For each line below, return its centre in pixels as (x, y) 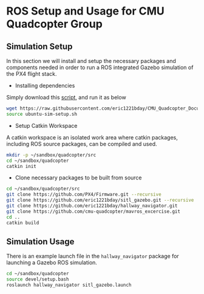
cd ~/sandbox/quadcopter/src (43, 189)
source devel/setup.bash (38, 279)
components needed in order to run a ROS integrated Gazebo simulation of (100, 67)
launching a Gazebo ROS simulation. (52, 262)
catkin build (23, 222)
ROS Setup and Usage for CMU (86, 11)
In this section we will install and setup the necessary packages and (91, 61)
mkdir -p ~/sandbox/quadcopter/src (51, 155)
